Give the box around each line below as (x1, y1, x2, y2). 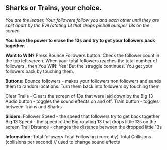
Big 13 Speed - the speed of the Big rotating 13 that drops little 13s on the (5, 118, 157, 124)
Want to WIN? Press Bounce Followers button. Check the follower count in (5, 52, 160, 58)
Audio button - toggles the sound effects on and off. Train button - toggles (5, 98, 159, 104)
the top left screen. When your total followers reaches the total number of (5, 57, 157, 64)
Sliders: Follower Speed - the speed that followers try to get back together (5, 113, 160, 119)
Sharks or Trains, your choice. (5, 4, 102, 12)
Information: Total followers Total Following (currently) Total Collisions (5, 133, 152, 139)
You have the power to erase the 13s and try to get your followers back (5, 37, 155, 43)
